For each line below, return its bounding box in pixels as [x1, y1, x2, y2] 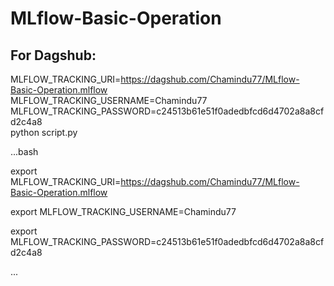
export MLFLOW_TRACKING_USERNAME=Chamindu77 [10, 206, 237, 217]
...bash [10, 146, 39, 157]
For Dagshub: [10, 47, 97, 64]
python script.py [10, 127, 78, 138]
